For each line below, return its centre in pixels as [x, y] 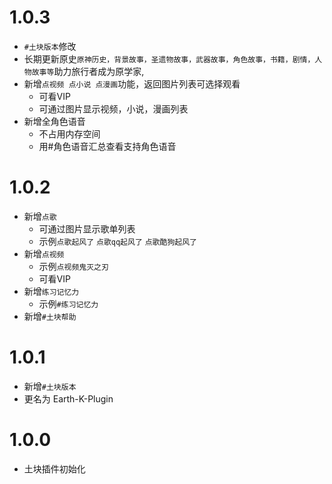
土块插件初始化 [54, 468]
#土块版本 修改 [50, 46]
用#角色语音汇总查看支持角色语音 [107, 146]
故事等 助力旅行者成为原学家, [88, 71]
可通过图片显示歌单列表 [87, 228]
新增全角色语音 [54, 121]
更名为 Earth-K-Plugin [68, 398]
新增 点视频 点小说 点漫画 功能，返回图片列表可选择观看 [132, 83]
